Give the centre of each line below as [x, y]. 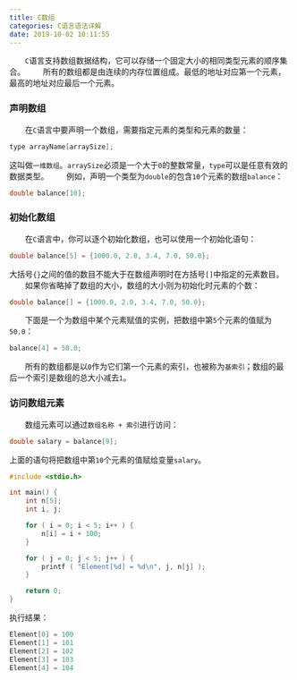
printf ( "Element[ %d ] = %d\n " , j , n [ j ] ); [123, 566]
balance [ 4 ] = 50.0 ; [46, 348]
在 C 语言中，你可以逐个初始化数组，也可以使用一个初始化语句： [141, 239]
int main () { [34, 493]
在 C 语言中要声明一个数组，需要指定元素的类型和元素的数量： [137, 130]
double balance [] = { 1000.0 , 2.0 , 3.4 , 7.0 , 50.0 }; [107, 302]
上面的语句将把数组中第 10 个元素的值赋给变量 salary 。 [108, 459]
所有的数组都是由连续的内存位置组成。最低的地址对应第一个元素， [164, 72]
